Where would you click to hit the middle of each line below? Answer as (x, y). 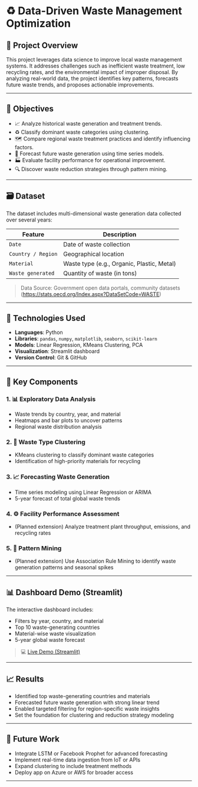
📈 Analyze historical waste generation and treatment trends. (88, 123)
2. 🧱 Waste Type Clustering (46, 442)
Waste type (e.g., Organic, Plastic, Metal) (119, 264)
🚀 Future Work (33, 739)
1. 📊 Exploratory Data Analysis (51, 399)
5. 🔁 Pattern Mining (34, 548)
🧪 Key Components (42, 382)
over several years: (29, 220)
